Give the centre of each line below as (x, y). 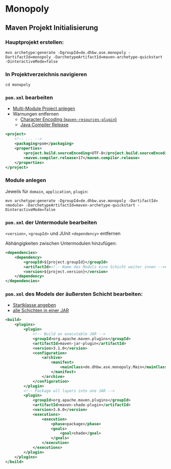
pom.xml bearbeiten (29, 98)
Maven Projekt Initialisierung (52, 28)
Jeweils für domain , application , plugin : (47, 191)
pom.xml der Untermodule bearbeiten (51, 222)
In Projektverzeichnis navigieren (46, 74)
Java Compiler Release (44, 125)
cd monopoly (18, 85)
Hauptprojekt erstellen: (35, 42)
